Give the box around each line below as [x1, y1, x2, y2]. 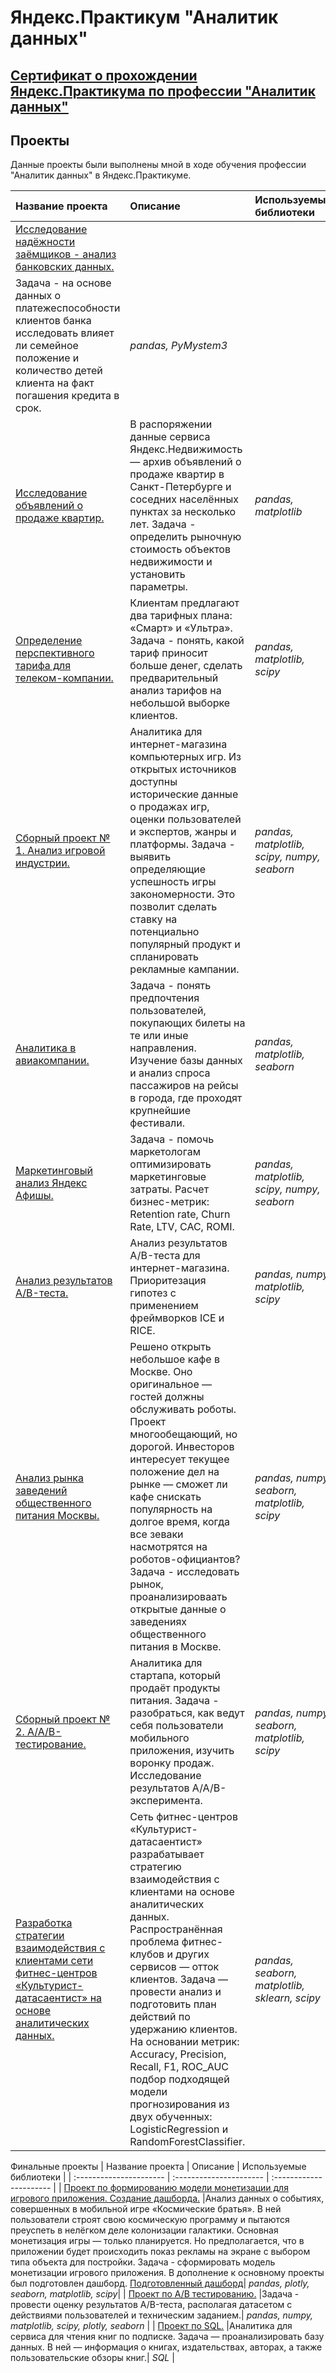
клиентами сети [15, 1954, 94, 1968]
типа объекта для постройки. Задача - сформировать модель [10, 2256, 276, 2268]
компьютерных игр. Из [129, 750, 242, 764]
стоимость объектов [129, 542, 231, 556]
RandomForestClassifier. [129, 2135, 246, 2149]
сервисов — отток [129, 1960, 220, 1974]
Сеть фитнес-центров [129, 1810, 238, 1824]
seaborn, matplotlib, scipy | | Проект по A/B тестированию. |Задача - [10, 2288, 300, 2300]
